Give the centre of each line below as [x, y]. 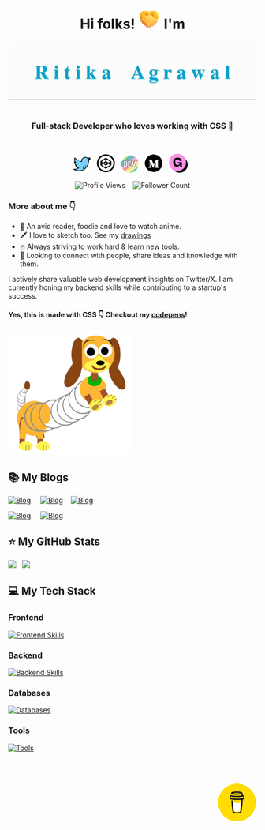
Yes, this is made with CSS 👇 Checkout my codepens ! [98, 314]
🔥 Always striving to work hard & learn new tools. [99, 246]
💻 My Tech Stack [52, 591]
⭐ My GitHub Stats [54, 541]
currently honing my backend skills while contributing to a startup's [118, 287]
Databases [29, 693]
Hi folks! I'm [132, 24]
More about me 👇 [42, 206]
